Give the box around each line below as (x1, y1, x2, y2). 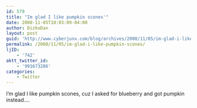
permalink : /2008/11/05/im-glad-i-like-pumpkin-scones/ (6, 42, 145, 48)
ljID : (6, 47, 19, 53)
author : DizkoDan (6, 25, 49, 31)
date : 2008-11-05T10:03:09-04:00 (6, 19, 88, 25)
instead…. (6, 96, 30, 103)
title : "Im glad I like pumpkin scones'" (6, 14, 109, 20)
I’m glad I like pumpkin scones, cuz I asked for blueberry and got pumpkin (6, 90, 185, 97)
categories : (6, 69, 35, 75)
